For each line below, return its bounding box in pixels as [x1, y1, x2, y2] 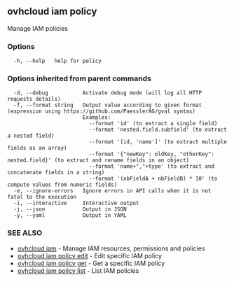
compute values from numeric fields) [7, 181, 118, 188]
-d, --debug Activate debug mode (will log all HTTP [13, 90, 202, 97]
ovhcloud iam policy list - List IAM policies [17, 266, 139, 275]
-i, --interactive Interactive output [13, 199, 139, 207]
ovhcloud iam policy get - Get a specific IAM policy [17, 259, 165, 267]
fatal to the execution [7, 194, 77, 201]
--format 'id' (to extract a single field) [88, 120, 218, 127]
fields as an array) [7, 145, 68, 152]
